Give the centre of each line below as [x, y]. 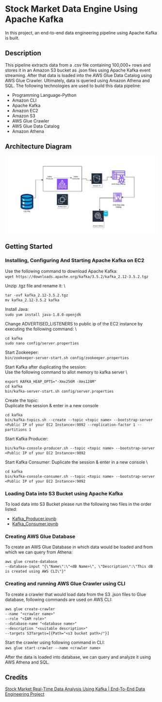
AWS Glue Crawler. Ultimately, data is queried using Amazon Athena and [77, 80]
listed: [11, 509]
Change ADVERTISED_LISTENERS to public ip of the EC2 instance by [74, 324]
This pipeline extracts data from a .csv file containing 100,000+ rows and [78, 65]
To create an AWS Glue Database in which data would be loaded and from [79, 547]
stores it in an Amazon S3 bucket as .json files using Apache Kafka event [78, 70]
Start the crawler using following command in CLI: [55, 642]
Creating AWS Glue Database [40, 536]
